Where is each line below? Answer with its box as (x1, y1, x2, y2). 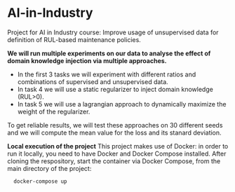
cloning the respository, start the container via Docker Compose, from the (7, 156, 221, 165)
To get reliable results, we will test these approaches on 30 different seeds (7, 121, 223, 129)
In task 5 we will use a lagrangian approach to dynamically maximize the (17, 100, 227, 108)
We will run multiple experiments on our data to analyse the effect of (7, 49, 211, 57)
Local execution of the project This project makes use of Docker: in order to (7, 142, 229, 150)
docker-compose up (13, 177, 68, 185)
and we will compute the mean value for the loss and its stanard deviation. (7, 128, 222, 137)
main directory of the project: (7, 164, 92, 172)
